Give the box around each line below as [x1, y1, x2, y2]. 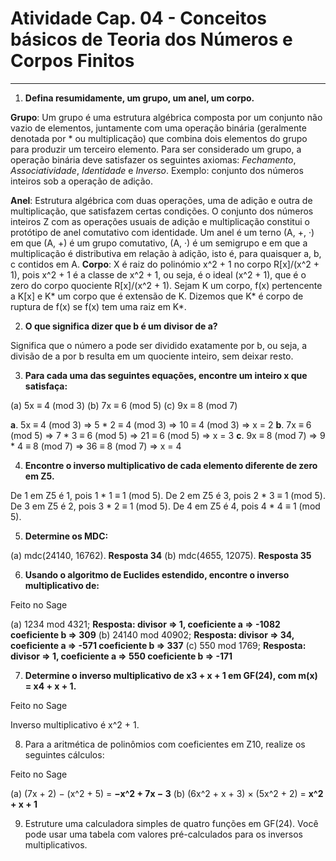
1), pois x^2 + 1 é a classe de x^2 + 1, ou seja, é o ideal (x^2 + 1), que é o [10, 268, 307, 281]
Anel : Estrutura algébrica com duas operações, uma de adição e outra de [10, 194, 313, 206]
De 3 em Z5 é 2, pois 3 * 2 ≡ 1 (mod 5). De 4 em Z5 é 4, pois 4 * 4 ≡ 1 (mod [10, 500, 321, 512]
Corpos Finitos [10, 50, 135, 72]
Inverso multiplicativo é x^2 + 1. [10, 718, 140, 731]
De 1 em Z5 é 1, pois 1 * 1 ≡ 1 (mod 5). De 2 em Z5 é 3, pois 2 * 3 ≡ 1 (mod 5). [10, 489, 326, 501]
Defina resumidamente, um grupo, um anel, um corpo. [24, 92, 255, 104]
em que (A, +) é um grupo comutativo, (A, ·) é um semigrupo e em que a [10, 237, 308, 249]
